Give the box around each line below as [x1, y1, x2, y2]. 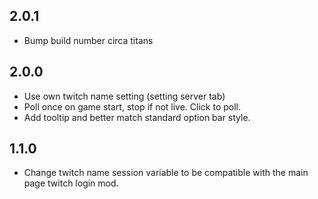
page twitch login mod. [23, 177, 119, 189]
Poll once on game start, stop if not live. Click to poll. [23, 100, 242, 113]
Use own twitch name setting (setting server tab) [23, 90, 226, 102]
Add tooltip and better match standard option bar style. [23, 111, 251, 123]
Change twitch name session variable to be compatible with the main [23, 167, 309, 179]
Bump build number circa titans [23, 34, 154, 46]
